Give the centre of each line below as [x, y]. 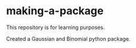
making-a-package [55, 11]
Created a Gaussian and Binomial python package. [68, 39]
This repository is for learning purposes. [55, 27]
